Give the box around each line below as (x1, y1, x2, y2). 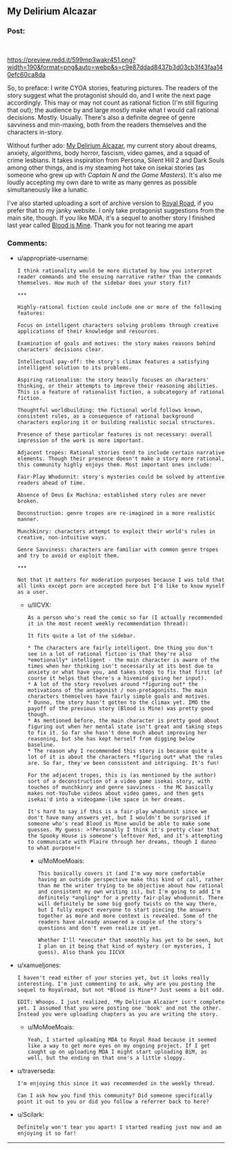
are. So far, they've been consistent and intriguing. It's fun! (27, 759, 220, 766)
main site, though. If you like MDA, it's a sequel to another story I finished (7, 213, 215, 222)
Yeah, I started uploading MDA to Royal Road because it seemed (27, 1036, 217, 1043)
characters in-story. (7, 127, 64, 136)
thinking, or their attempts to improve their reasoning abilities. (17, 382, 219, 389)
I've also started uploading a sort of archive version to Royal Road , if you (7, 199, 214, 207)
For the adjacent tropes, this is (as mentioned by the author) (27, 772, 217, 779)
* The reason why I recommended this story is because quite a (27, 747, 214, 754)
